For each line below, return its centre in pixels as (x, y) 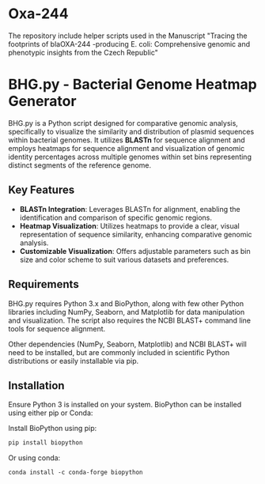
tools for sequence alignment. (57, 328)
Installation (36, 386)
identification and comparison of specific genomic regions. (115, 217)
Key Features (42, 190)
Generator (42, 102)
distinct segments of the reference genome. (80, 165)
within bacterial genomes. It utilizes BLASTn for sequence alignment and (127, 140)
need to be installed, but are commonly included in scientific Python (119, 352)
